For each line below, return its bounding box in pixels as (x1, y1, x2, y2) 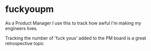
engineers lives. (5, 25, 38, 31)
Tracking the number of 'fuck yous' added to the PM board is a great (5, 35, 146, 41)
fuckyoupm (5, 3, 54, 15)
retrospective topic (5, 40, 44, 46)
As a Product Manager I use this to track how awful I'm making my (5, 20, 142, 26)
